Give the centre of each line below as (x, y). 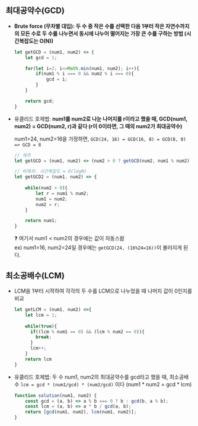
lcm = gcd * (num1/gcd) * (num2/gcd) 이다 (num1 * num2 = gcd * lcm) (106, 384)
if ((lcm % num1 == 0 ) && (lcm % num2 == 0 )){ (87, 332)
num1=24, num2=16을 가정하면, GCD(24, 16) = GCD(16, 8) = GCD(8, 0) (100, 139)
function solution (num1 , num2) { (55, 395)
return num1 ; (41, 221)
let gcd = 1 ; (41, 58)
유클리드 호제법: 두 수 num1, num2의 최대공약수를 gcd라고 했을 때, (91, 377)
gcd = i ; (57, 80)
